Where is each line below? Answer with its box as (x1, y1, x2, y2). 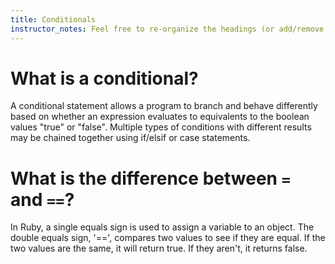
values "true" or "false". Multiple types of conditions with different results (10, 121, 312, 133)
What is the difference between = (10, 167, 291, 190)
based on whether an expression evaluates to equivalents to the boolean (10, 111, 310, 123)
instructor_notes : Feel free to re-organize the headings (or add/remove (10, 24, 325, 34)
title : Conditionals (10, 14, 97, 25)
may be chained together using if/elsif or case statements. (10, 132, 251, 144)
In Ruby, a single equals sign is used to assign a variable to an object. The (10, 221, 315, 233)
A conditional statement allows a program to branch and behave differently (10, 100, 318, 112)
